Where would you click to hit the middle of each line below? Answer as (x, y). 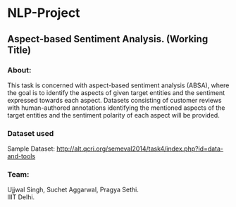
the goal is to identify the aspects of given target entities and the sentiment (116, 92)
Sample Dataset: (31, 149)
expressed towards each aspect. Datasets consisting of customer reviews (114, 100)
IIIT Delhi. (21, 197)
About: (19, 70)
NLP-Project (44, 13)
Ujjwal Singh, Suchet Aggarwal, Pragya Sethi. (73, 190)
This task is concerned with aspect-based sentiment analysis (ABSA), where (118, 85)
